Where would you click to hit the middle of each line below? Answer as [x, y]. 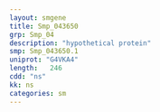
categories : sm [38, 93]
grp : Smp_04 [32, 34]
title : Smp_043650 [44, 26]
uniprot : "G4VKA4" [44, 60]
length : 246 [36, 69]
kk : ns [22, 85]
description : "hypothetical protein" [80, 43]
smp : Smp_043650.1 [44, 51]
